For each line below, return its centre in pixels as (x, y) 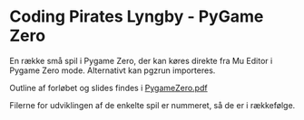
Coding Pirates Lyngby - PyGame (137, 17)
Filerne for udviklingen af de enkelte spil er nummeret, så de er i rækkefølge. (152, 105)
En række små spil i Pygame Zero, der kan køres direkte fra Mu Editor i (141, 60)
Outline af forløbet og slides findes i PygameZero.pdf (108, 88)
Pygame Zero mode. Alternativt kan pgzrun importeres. (113, 70)
